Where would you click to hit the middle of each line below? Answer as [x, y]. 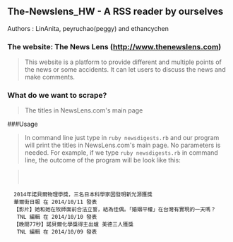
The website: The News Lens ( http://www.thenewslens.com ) [114, 46]
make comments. [50, 77]
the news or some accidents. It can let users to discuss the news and [125, 70]
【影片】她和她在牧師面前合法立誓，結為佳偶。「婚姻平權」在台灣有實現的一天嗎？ [115, 210]
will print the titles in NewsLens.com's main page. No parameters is [123, 145]
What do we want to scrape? [57, 96]
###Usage [23, 124]
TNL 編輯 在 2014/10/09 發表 [57, 232]
